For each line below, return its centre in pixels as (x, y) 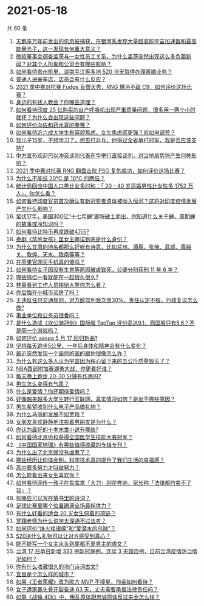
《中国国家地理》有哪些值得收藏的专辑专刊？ (72, 445)
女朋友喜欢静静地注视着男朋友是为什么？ (66, 421)
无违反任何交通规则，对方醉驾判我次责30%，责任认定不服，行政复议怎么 (107, 300)
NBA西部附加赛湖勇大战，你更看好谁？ (64, 368)
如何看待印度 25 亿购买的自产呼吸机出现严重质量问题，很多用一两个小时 (106, 110)
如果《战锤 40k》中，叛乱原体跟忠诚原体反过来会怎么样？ (88, 597)
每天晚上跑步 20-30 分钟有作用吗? (58, 376)
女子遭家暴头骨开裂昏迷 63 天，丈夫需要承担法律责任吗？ (87, 589)
